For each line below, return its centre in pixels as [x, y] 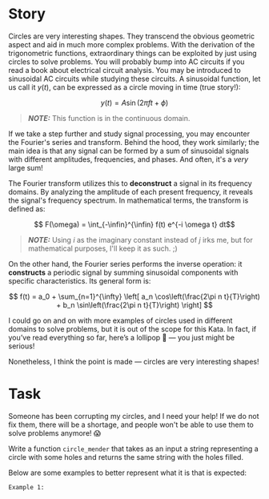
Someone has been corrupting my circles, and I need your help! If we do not [134, 416]
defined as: [27, 208]
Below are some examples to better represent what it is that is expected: [127, 473]
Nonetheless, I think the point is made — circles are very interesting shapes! [134, 361]
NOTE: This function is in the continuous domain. [109, 118]
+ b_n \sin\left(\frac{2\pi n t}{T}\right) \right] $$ [134, 304]
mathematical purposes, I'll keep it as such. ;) [102, 248]
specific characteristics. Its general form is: [80, 280]
